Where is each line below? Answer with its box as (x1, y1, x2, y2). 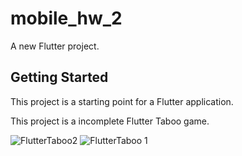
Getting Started (10, 69, 109, 86)
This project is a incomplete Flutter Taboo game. (10, 115, 210, 127)
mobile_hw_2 (10, 7, 123, 30)
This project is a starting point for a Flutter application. (10, 95, 234, 107)
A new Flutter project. (10, 40, 100, 52)
